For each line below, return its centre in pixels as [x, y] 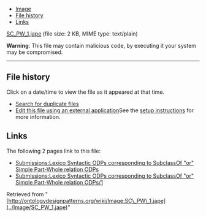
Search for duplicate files [47, 104]
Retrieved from [25, 194]
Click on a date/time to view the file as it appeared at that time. [85, 92]
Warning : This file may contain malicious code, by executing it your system [101, 46]
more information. [38, 116]
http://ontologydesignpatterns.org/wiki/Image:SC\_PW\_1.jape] [87, 200]
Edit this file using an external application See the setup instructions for [105, 110]
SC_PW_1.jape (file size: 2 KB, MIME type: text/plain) [72, 34]
